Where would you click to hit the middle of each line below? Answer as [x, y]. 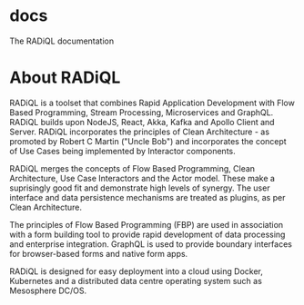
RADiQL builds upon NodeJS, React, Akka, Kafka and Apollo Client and [142, 122]
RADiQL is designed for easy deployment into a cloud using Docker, [137, 271]
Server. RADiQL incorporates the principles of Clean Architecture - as [140, 132]
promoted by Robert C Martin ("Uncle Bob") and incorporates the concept [148, 141]
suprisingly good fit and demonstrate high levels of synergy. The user [140, 188]
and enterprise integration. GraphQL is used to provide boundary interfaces [151, 244]
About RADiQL [65, 78]
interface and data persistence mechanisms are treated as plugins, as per [147, 197]
